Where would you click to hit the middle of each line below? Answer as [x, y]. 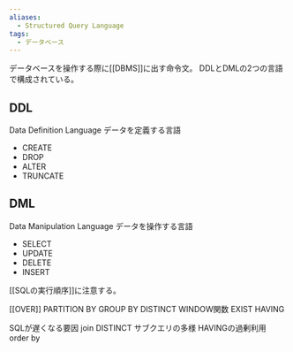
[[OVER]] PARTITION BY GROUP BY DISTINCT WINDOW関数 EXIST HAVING [147, 309]
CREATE [37, 148]
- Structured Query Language [71, 26]
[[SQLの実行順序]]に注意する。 [65, 290]
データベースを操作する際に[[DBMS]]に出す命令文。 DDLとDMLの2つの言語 [146, 68]
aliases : [25, 17]
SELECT [37, 243]
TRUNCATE [43, 176]
